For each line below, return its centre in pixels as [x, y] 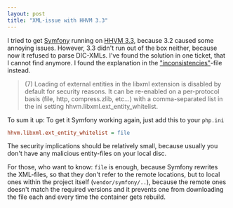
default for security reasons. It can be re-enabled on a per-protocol [122, 91]
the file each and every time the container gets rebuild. [87, 197]
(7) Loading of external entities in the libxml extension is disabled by [123, 84]
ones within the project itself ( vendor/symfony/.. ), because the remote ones [117, 182]
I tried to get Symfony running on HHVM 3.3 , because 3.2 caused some [111, 40]
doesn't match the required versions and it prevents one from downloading [115, 190]
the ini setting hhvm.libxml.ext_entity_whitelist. [91, 106]
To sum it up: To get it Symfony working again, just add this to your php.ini [116, 119]
